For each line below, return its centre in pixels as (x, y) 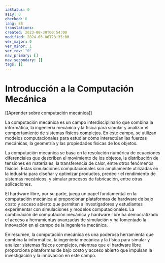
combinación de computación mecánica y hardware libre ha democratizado (82, 215)
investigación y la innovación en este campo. (51, 256)
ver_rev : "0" (18, 51)
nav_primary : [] (22, 55)
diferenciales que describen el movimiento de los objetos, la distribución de (82, 158)
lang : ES (14, 23)
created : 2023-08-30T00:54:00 (36, 32)
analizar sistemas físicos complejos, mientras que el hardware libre (73, 245)
